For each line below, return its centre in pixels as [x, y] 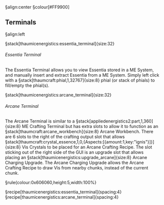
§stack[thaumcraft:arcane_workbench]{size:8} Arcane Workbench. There [79, 132]
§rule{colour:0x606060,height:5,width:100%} [51, 183]
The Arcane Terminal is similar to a [40, 121]
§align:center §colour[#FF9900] [37, 7]
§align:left [15, 34]
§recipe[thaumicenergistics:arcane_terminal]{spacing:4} [62, 197]
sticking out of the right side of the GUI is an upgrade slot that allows [74, 152]
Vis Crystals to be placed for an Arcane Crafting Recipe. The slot [87, 147]
